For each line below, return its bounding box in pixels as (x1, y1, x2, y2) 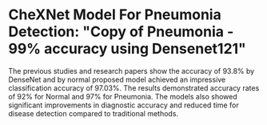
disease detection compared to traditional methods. (8, 108, 178, 118)
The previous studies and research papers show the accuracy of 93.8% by (8, 66, 255, 75)
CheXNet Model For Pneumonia (8, 6, 221, 24)
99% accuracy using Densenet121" (8, 40, 246, 58)
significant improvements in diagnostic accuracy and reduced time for (8, 100, 239, 110)
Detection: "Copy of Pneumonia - (8, 22, 234, 41)
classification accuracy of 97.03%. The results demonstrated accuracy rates (8, 83, 260, 93)
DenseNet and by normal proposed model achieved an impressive (8, 75, 226, 84)
